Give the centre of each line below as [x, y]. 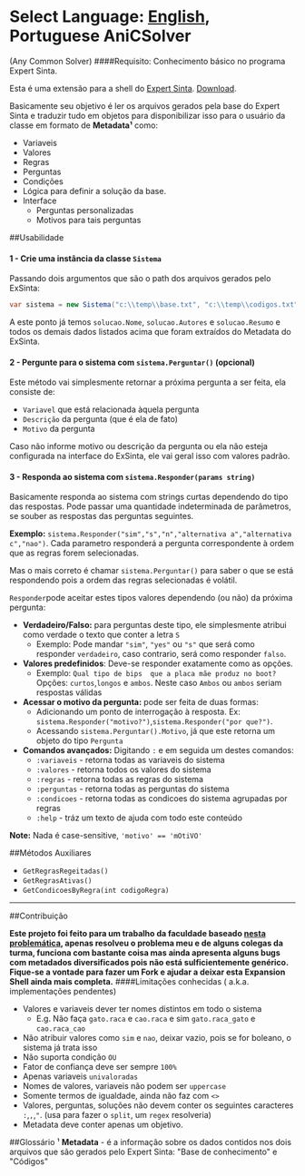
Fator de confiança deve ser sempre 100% [99, 1067]
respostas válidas [69, 692]
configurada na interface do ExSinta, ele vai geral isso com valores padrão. [150, 456]
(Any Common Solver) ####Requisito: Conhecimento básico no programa [148, 61]
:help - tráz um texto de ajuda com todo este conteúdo [139, 818]
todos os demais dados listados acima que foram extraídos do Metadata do [151, 332]
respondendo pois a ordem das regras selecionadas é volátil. [123, 580]
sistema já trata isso [60, 1048]
